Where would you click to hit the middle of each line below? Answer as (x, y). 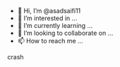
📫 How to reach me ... (50, 41)
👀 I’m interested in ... (47, 18)
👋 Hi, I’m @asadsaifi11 (49, 11)
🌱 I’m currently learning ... (55, 25)
